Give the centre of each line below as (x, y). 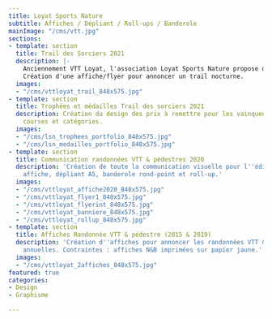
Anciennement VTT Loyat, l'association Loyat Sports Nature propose (141, 69)
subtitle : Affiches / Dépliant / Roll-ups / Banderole (103, 24)
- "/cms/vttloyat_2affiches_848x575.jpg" (87, 265)
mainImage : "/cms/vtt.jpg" (54, 31)
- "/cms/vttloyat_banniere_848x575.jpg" (85, 212)
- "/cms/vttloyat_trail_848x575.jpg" (79, 91)
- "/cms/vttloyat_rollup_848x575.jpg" (81, 220)
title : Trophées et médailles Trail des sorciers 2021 (110, 106)
